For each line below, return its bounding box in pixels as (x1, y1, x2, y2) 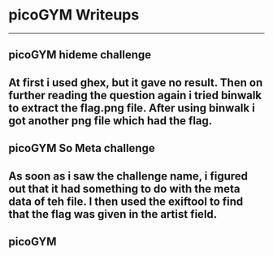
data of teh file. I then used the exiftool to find (8, 194, 244, 208)
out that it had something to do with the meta (8, 181, 240, 196)
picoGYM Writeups (8, 6, 140, 24)
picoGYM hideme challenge (8, 48, 152, 62)
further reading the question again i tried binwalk (8, 88, 262, 102)
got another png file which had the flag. (8, 114, 213, 128)
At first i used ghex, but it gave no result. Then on (8, 76, 263, 89)
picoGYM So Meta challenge (8, 141, 156, 155)
